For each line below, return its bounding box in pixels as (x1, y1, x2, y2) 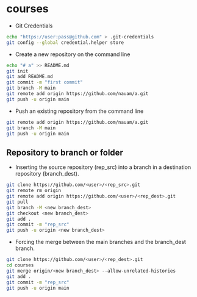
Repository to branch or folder (6, 147, 124, 157)
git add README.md (6, 74, 53, 80)
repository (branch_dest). (15, 170, 79, 177)
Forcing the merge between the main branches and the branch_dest (15, 238, 186, 246)
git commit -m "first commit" (6, 79, 84, 85)
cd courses (6, 262, 34, 268)
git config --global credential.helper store (6, 39, 124, 46)
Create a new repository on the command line (15, 51, 131, 58)
